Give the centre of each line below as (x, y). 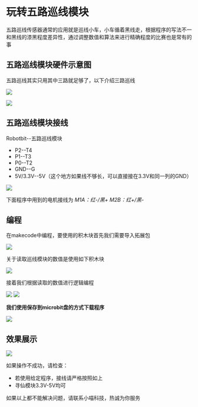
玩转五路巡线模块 (48, 12)
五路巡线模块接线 (37, 123)
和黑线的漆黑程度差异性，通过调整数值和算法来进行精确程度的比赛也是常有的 (99, 37)
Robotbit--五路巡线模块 (34, 138)
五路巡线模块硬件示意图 (49, 65)
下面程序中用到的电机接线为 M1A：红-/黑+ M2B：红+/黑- (75, 199)
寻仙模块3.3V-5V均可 (40, 386)
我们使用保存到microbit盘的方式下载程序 (55, 308)
